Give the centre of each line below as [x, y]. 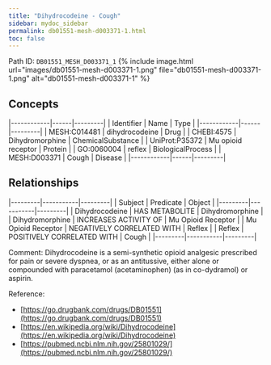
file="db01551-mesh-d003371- [210, 70]
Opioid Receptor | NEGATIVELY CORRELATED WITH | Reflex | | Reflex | [126, 228]
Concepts [34, 104]
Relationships [44, 183]
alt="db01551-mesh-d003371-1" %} [91, 78]
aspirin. [21, 278]
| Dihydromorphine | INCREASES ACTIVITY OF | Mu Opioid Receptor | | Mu [133, 220]
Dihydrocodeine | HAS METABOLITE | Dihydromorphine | [169, 211]
